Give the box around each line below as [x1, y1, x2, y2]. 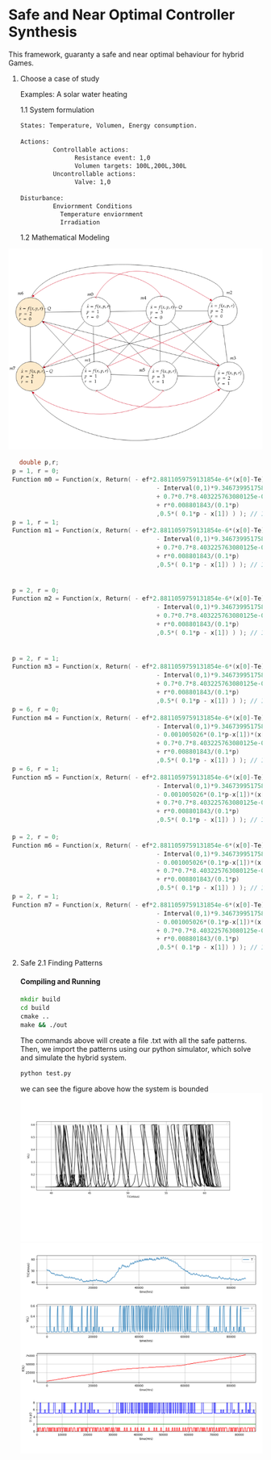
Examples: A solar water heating [19, 89, 127, 98]
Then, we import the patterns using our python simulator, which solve [19, 1044, 252, 1053]
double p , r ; [19, 458, 60, 467]
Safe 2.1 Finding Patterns [19, 958, 103, 968]
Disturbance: [19, 194, 65, 202]
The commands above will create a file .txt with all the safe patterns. [19, 1035, 248, 1045]
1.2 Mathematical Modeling [19, 232, 110, 242]
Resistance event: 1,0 [74, 153, 151, 162]
